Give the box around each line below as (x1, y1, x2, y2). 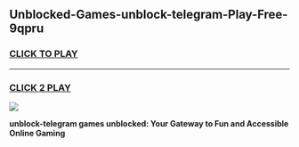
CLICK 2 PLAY (9, 81, 71, 94)
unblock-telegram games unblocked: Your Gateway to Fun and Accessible (9, 118, 289, 128)
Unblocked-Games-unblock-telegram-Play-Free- (9, 7, 288, 22)
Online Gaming (9, 127, 66, 138)
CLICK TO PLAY (9, 48, 78, 61)
